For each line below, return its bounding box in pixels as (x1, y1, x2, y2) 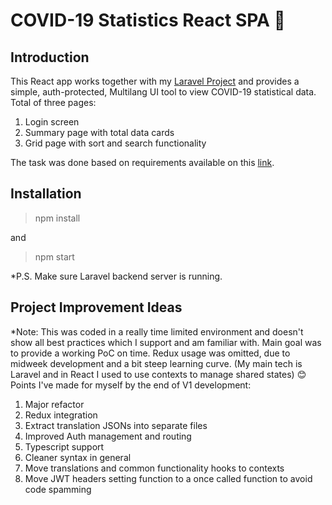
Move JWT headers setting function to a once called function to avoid (24, 472, 313, 484)
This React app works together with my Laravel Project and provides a (10, 75, 300, 87)
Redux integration (24, 409, 98, 421)
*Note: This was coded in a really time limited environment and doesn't (10, 325, 304, 338)
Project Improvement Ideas (10, 299, 183, 316)
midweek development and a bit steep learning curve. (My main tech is (10, 357, 303, 369)
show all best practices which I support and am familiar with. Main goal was (10, 336, 322, 348)
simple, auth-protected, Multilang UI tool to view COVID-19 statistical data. (10, 86, 317, 98)
